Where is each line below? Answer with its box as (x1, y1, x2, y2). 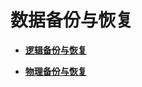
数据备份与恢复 (10, 9, 134, 32)
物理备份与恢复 (24, 65, 87, 77)
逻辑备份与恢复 (24, 44, 87, 56)
